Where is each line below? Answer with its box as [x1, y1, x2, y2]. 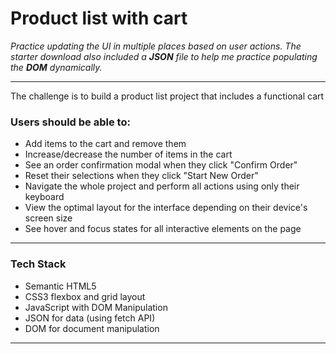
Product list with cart [10, 7, 188, 30]
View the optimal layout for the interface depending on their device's [24, 202, 308, 214]
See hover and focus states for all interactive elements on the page [24, 223, 302, 235]
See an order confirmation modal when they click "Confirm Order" [24, 159, 298, 171]
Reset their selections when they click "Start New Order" [24, 170, 259, 182]
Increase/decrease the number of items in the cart [24, 148, 233, 161]
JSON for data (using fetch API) [24, 312, 156, 324]
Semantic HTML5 [24, 280, 97, 292]
